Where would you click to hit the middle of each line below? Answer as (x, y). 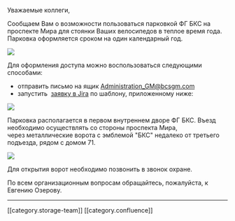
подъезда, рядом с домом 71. (51, 142)
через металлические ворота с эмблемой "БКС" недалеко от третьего (114, 135)
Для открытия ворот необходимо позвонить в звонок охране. (100, 169)
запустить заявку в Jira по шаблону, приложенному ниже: (105, 93)
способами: (25, 72)
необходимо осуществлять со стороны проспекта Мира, (92, 128)
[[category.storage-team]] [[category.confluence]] (80, 210)
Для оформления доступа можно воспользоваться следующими (105, 65)
